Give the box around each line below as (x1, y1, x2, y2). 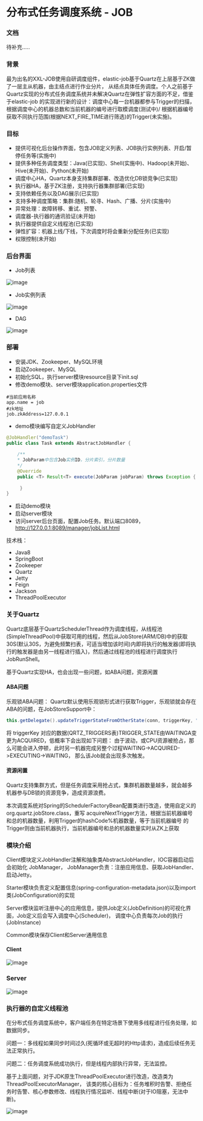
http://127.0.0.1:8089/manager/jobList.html (14, 524, 120, 531)
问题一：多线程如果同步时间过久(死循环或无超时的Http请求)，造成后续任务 (6, 1039, 190, 1047)
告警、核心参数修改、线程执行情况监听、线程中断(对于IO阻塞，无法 (16, 1088, 183, 1095)
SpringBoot (14, 555, 43, 563)
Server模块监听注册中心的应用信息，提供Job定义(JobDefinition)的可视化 (6, 904, 186, 912)
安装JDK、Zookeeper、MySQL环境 (14, 358, 103, 365)
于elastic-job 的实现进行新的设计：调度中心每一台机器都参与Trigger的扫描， (6, 97, 195, 105)
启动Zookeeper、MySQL (14, 366, 77, 373)
